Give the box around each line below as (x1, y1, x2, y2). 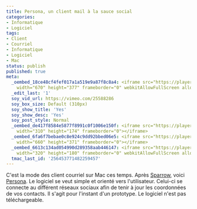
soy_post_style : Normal (11, 118, 69, 124)
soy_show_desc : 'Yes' (11, 112, 64, 118)
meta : (6, 74, 19, 80)
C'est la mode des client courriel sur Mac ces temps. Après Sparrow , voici (6, 172, 185, 179)
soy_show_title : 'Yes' (11, 107, 67, 112)
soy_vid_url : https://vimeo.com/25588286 (11, 95, 114, 101)
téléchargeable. (6, 197, 44, 204)
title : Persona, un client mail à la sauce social (6, 8, 133, 15)
